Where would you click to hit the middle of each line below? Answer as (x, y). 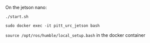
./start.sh (17, 17)
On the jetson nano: (26, 7)
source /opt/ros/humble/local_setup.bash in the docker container (75, 35)
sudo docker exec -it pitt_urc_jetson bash (53, 26)
